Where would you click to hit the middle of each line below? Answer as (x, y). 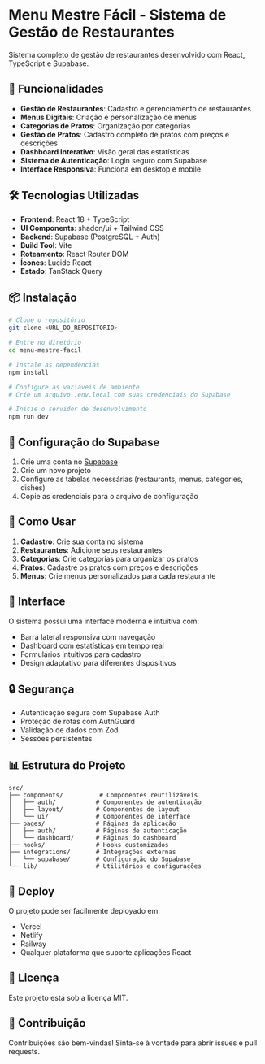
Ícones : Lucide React (56, 263)
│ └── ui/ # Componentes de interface (100, 817)
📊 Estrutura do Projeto (67, 765)
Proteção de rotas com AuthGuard (78, 722)
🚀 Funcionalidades (56, 89)
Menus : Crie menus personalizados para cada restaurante (118, 575)
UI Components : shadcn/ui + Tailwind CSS (92, 228)
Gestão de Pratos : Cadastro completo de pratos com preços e (125, 134)
